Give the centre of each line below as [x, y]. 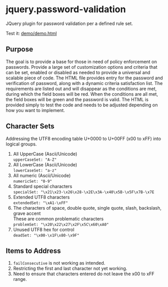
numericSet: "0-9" [32, 181]
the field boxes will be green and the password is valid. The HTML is [77, 99]
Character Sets [30, 126]
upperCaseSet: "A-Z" [35, 160]
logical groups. [21, 144]
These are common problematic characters [58, 219]
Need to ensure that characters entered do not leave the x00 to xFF [83, 274]
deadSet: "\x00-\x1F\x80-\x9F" [46, 235]
